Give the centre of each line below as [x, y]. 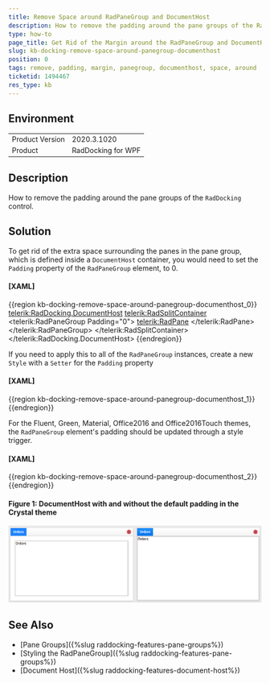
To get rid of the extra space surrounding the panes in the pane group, [125, 250]
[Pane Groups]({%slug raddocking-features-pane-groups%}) [122, 644]
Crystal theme [33, 512]
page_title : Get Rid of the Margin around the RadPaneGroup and [118, 43]
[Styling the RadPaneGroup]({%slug [80, 653]
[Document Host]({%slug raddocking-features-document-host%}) [130, 670]
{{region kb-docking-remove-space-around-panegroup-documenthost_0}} [133, 304]
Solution [30, 232]
